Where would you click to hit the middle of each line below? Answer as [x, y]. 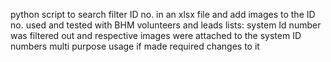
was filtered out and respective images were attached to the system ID [156, 35]
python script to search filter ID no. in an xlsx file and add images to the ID [163, 14]
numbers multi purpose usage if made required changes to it [135, 46]
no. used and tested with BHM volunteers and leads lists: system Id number [166, 25]
